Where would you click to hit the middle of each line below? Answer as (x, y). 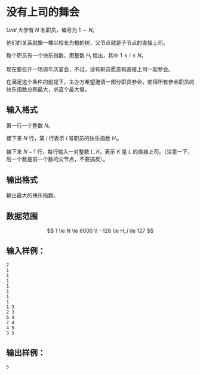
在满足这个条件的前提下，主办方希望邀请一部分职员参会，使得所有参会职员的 (100, 82)
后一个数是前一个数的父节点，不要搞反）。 (57, 159)
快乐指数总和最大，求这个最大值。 (48, 89)
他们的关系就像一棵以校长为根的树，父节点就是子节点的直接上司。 (87, 42)
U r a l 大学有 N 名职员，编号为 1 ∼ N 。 (52, 30)
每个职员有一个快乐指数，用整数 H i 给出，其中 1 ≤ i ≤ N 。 (76, 56)
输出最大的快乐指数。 (32, 195)
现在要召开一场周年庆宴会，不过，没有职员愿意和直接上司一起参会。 (90, 69)
